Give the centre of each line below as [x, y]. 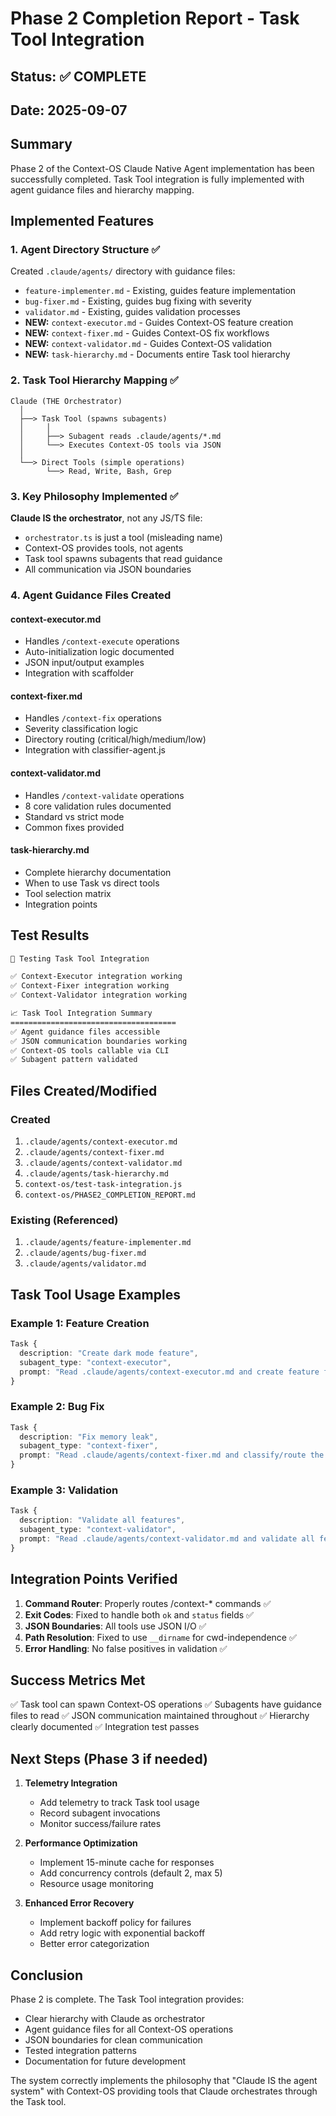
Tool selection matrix [68, 893]
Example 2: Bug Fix [57, 1407]
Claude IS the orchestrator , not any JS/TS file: [106, 518]
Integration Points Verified [94, 1579]
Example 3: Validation [64, 1490]
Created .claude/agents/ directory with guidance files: [123, 271]
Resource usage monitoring [96, 1884]
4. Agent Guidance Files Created [91, 595]
